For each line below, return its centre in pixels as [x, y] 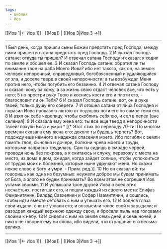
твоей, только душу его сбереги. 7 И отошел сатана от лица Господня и [82, 105]
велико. [13, 227]
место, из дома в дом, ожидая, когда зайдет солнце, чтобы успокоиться [83, 158]
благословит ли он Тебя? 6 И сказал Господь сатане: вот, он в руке [77, 100]
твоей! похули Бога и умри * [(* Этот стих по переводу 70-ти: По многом [83, 127]
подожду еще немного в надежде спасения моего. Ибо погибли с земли [83, 137]
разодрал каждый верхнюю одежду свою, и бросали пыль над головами [83, 211]
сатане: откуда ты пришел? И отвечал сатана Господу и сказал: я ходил [82, 58]
